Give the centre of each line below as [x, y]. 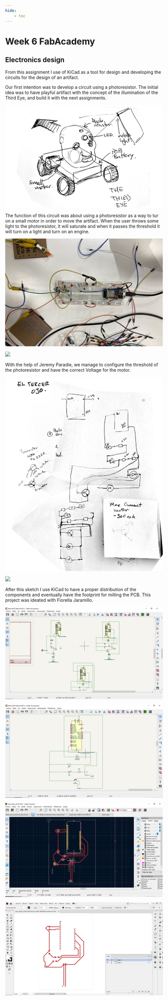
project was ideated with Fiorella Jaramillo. [49, 600]
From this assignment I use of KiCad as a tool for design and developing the [83, 72]
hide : [11, 11]
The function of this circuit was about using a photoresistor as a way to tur [82, 215]
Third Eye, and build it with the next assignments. [56, 97]
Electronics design [35, 60]
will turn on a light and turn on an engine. [47, 232]
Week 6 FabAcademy [50, 41]
